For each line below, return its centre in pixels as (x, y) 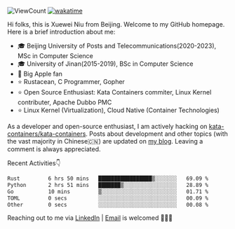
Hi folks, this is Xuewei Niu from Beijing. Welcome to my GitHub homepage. (116, 24)
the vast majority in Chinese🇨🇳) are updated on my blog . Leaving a (105, 141)
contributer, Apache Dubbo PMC (65, 102)
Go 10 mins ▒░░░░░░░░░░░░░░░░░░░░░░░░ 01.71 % (108, 192)
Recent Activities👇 (34, 163)
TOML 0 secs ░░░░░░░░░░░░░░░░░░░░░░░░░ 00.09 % (108, 198)
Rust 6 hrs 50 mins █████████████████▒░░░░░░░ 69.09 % (108, 179)
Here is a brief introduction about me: (61, 32)
